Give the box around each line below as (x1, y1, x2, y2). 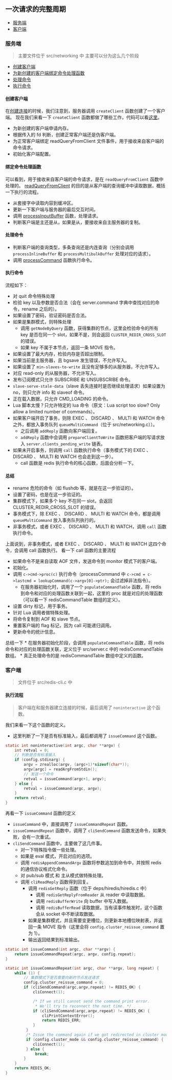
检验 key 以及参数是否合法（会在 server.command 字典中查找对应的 (12, 299, 155, 306)
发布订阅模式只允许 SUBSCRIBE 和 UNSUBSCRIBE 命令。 (12, 376, 133, 383)
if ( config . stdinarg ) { (14, 757, 66, 763)
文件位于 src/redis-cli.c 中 (17, 679, 73, 686)
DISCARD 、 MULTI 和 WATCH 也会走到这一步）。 (12, 453, 116, 460)
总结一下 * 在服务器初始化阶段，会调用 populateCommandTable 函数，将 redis (5, 640, 165, 646)
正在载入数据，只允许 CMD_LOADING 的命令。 (12, 395, 111, 402)
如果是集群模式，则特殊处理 (12, 318, 72, 325)
